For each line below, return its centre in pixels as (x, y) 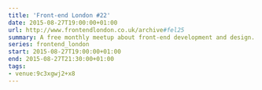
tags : (17, 67)
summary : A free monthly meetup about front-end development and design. (132, 37)
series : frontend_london (49, 45)
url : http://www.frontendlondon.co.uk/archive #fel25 (96, 30)
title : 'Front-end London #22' (59, 15)
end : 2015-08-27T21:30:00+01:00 (61, 59)
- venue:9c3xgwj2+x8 (42, 74)
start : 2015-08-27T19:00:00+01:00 (65, 52)
